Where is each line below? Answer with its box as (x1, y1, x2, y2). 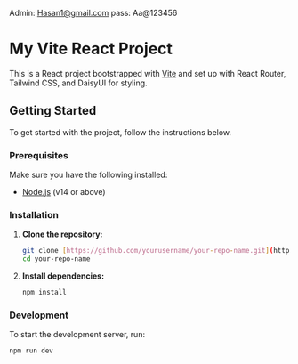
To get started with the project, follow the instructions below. (9, 126, 232, 137)
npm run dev (9, 346, 53, 355)
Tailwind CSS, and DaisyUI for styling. (9, 77, 149, 88)
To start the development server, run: (9, 329, 145, 340)
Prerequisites (9, 149, 68, 161)
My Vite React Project (9, 39, 173, 59)
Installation (9, 208, 60, 221)
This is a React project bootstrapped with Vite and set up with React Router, (9, 68, 286, 78)
